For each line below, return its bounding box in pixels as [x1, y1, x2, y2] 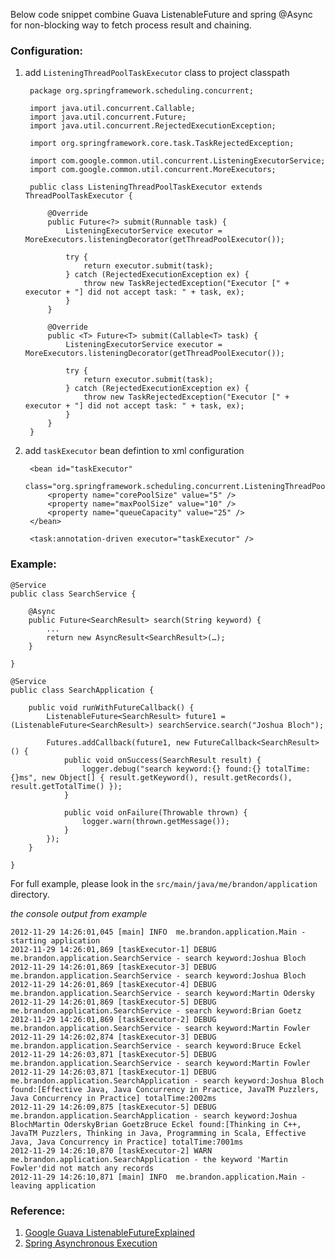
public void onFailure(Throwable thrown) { [63, 807, 248, 818]
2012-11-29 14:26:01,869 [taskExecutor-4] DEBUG [10, 979, 217, 989]
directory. [10, 888, 50, 900]
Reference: [10, 1204, 66, 1218]
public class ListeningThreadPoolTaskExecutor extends [29, 182, 263, 193]
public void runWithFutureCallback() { [28, 702, 195, 713]
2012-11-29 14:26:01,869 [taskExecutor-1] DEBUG [10, 944, 217, 954]
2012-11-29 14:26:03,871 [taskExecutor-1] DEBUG [10, 1067, 217, 1077]
